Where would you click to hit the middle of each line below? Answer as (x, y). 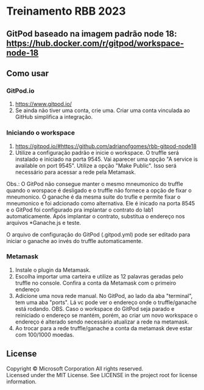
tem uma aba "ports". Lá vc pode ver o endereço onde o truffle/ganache (106, 302)
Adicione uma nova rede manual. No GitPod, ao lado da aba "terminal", (104, 296)
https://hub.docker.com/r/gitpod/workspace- (95, 43)
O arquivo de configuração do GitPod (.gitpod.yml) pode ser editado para (98, 234)
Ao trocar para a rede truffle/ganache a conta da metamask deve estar (104, 328)
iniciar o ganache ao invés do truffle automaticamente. (75, 241)
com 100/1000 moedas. (44, 335)
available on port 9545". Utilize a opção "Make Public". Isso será (96, 165)
